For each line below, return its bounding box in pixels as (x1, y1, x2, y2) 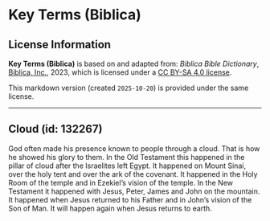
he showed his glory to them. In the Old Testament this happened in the (8, 152, 245, 162)
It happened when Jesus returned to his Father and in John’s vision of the (8, 194, 252, 204)
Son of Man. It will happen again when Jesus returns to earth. (8, 203, 213, 213)
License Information (8, 38, 111, 51)
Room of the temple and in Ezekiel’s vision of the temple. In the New (8, 178, 233, 187)
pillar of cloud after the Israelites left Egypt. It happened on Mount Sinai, (8, 161, 247, 170)
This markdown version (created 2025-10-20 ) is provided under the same (8, 83, 249, 92)
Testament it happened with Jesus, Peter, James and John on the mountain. (8, 186, 260, 196)
